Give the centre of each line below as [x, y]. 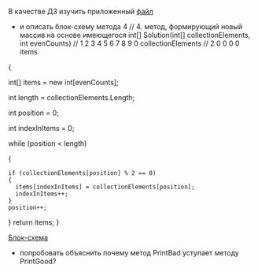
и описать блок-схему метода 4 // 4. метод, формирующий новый [131, 26]
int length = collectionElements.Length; [72, 97]
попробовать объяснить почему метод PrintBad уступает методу [129, 253]
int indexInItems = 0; [41, 128]
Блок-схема [28, 237]
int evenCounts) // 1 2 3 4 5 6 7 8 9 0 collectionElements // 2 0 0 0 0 [129, 43]
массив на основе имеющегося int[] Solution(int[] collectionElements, [135, 35]
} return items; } [34, 222]
